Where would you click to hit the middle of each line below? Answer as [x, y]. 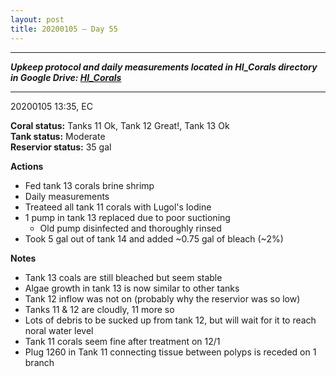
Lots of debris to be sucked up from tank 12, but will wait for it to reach [170, 320]
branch [39, 362]
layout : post [37, 19]
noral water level [59, 330]
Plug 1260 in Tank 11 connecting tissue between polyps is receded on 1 [170, 352]
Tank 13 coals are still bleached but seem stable [123, 277]
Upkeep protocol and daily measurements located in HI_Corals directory [164, 67]
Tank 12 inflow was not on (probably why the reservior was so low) [162, 298]
